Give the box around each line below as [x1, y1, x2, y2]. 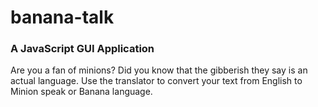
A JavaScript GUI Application [10, 42, 155, 56]
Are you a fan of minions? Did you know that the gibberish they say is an [10, 64, 308, 76]
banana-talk [10, 6, 115, 29]
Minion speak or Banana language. [10, 86, 153, 98]
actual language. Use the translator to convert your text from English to [10, 75, 303, 87]
